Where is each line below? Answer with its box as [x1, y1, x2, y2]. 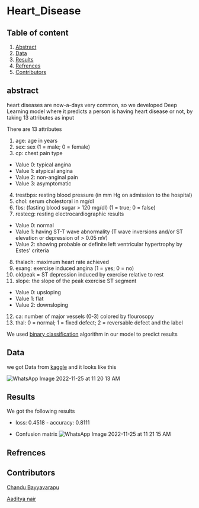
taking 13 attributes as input [7, 114, 75, 121]
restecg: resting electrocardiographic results [15, 210, 124, 217]
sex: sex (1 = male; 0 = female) [15, 143, 91, 150]
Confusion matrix [15, 430, 58, 438]
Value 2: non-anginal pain [15, 173, 79, 181]
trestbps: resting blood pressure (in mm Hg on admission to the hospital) [15, 191, 192, 198]
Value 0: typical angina [15, 161, 72, 168]
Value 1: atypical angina [15, 167, 73, 174]
